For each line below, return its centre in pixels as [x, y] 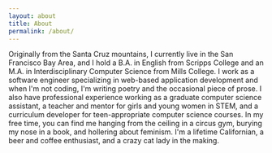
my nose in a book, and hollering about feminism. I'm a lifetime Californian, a [136, 132]
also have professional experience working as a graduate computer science [135, 98]
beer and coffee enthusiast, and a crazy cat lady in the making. [114, 141]
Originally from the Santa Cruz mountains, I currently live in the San [121, 55]
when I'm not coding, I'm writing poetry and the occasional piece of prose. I [135, 89]
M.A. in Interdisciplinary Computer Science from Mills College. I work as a [132, 72]
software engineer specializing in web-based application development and [133, 80]
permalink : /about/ [41, 31]
